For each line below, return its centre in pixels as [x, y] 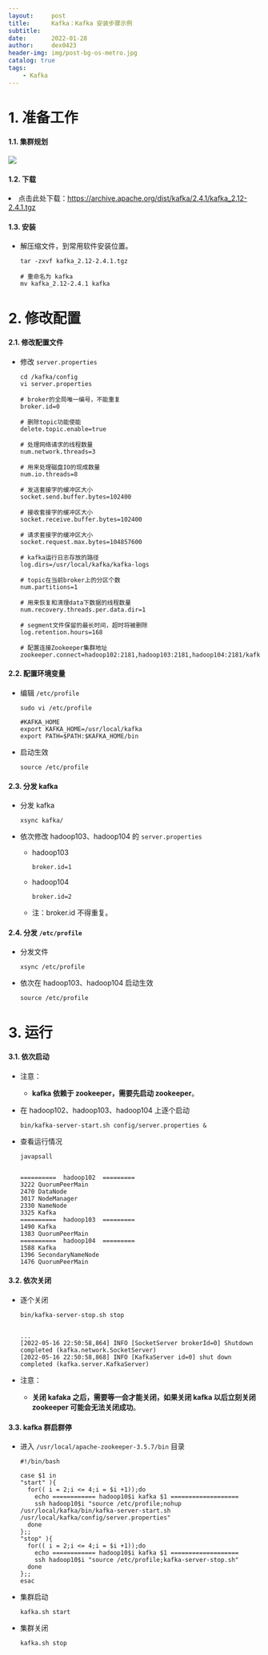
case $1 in [38, 1476]
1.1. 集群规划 [28, 142]
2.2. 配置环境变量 [37, 673]
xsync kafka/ [42, 821]
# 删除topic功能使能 [50, 422]
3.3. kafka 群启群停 [40, 1427]
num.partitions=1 [49, 587]
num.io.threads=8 [49, 474]
